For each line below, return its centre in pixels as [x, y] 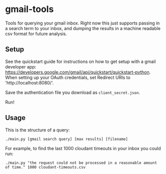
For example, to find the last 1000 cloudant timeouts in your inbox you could [83, 148]
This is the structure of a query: [37, 130]
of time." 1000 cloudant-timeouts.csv [45, 167]
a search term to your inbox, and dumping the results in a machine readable [83, 28]
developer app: [21, 66]
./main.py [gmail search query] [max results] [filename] [67, 139]
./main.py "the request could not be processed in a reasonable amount [81, 163]
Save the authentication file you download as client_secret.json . [73, 92]
